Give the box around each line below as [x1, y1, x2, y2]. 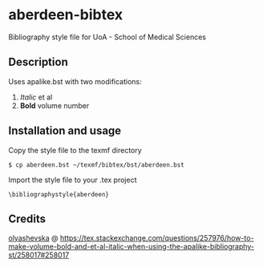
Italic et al [19, 92, 53, 102]
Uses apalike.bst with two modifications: [8, 76, 142, 86]
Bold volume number [19, 100, 90, 110]
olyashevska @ [8, 233, 59, 243]
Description [8, 55, 68, 69]
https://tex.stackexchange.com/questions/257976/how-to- [59, 233, 254, 243]
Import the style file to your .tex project [8, 175, 137, 184]
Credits [8, 212, 47, 225]
